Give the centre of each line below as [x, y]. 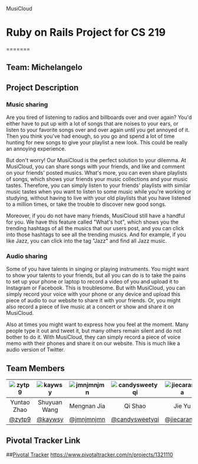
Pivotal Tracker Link [43, 440]
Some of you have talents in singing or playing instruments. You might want [98, 269]
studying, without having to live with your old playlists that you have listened [98, 198]
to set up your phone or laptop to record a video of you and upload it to [92, 282]
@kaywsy [50, 420]
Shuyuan [50, 402]
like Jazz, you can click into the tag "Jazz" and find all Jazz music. [86, 241]
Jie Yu [182, 406]
